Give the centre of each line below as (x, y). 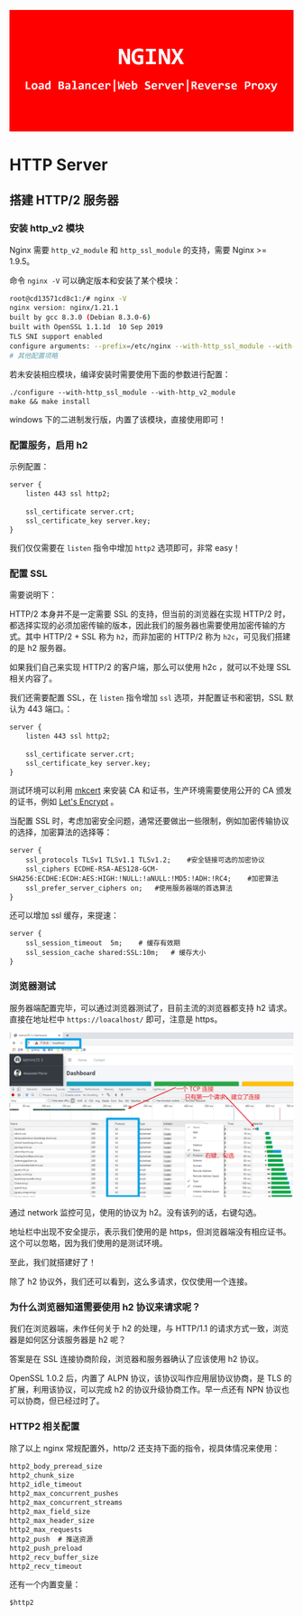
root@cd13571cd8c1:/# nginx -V (68, 298)
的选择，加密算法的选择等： (61, 832)
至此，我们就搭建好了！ (53, 1262)
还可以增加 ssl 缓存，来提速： (64, 915)
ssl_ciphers (48, 869)
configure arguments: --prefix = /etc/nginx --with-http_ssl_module (137, 346)
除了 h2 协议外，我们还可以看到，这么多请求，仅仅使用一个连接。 (131, 1281)
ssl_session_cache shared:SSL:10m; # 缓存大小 (116, 953)
